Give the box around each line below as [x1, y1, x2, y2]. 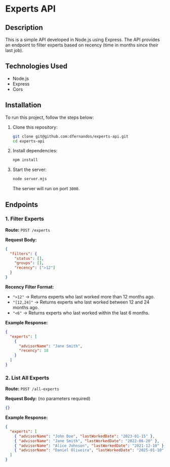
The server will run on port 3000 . [12, 186, 80, 192]
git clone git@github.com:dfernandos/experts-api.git [12, 134, 129, 139]
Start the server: [12, 166, 47, 173]
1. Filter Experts [5, 216, 45, 223]
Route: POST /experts [5, 227, 51, 233]
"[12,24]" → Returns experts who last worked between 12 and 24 [12, 299, 150, 305]
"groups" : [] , [14, 261, 44, 266]
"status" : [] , [14, 256, 44, 261]
